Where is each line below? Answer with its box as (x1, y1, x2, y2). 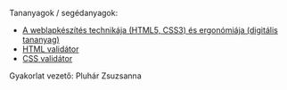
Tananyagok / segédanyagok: (9, 8, 119, 18)
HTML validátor (21, 44, 79, 54)
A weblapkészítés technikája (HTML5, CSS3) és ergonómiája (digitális (21, 25, 278, 35)
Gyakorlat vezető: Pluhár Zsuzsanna (9, 70, 142, 81)
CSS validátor (21, 53, 73, 63)
